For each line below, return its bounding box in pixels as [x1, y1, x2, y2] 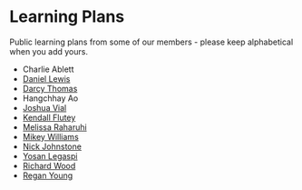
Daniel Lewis [22, 73, 71, 84]
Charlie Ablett [22, 64, 74, 75]
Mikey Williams [22, 131, 79, 142]
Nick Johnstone [22, 141, 82, 152]
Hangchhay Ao [22, 93, 79, 104]
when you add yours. [9, 45, 89, 56]
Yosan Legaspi [22, 150, 78, 161]
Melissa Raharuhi [22, 121, 88, 133]
